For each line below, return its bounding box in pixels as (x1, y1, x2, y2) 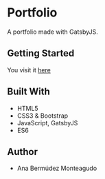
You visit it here (7, 65, 51, 74)
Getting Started (7, 48, 75, 59)
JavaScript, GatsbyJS (16, 118, 78, 127)
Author (7, 146, 38, 158)
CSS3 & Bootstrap (16, 112, 69, 120)
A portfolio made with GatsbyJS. (7, 28, 98, 36)
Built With (7, 86, 50, 98)
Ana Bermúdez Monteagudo (16, 164, 97, 173)
